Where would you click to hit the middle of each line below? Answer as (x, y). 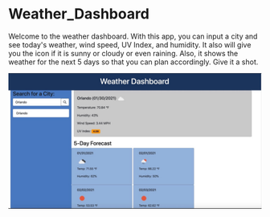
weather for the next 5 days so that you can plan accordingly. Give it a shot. (133, 62)
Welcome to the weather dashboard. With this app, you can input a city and (133, 36)
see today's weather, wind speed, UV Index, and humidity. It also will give (130, 44)
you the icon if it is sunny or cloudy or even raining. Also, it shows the (123, 53)
